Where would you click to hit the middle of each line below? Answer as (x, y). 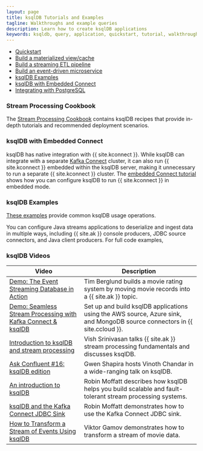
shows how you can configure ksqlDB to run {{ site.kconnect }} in (88, 180)
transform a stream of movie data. (132, 435)
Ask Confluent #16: (37, 364)
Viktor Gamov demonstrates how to (134, 427)
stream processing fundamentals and (137, 347)
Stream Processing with (43, 314)
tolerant (95, 397)
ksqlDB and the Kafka (40, 406)
